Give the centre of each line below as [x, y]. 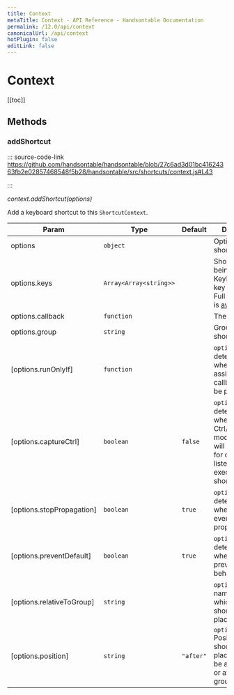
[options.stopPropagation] [54, 510]
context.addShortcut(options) [50, 199]
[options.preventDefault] [51, 556]
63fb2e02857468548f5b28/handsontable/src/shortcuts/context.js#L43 [110, 171]
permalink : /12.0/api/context [51, 26]
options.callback [38, 316]
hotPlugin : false [32, 40]
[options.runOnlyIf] [42, 369]
